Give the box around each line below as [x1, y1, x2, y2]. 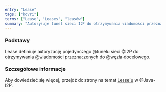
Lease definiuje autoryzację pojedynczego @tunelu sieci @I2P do [5, 48, 139, 54]
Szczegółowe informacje [5, 66, 66, 73]
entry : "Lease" [5, 7, 37, 12]
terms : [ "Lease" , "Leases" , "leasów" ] [5, 16, 85, 21]
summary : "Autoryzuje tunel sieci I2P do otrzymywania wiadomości [5, 21, 145, 26]
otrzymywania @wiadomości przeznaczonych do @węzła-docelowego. [5, 54, 151, 60]
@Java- [139, 77, 156, 83]
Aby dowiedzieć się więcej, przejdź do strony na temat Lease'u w [5, 77, 138, 83]
